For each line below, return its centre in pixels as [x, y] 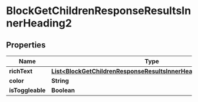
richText [21, 71]
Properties [26, 45]
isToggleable [27, 90]
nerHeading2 [39, 23]
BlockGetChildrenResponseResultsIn [99, 11]
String [60, 81]
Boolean [63, 90]
